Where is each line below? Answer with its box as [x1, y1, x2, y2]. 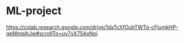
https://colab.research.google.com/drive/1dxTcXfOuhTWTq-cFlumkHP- [6, 24, 178, 31]
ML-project [6, 4, 62, 18]
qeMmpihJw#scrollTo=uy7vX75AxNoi [6, 29, 98, 37]
